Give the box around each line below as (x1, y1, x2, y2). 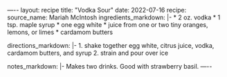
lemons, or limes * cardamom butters (7, 28, 113, 36)
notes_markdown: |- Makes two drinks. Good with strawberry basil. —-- (7, 62, 212, 70)
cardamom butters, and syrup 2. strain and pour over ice (7, 49, 168, 57)
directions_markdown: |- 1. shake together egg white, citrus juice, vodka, (7, 42, 215, 49)
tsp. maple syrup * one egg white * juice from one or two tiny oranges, (7, 21, 208, 28)
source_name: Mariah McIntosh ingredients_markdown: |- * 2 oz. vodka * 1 (7, 13, 221, 22)
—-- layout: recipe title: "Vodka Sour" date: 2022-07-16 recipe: (7, 6, 187, 14)
